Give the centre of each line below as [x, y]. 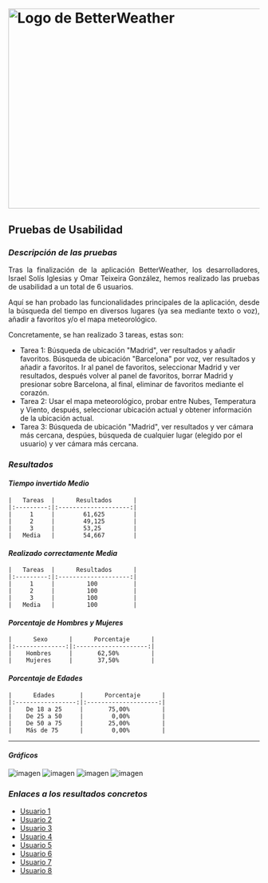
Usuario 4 [36, 837]
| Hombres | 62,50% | [82, 653]
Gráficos [23, 755]
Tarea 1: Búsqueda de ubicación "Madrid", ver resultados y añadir [128, 350]
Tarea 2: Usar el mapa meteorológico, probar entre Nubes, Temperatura [138, 401]
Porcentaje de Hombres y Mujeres [66, 622]
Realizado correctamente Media [63, 553]
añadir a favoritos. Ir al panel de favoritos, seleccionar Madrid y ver [130, 367]
